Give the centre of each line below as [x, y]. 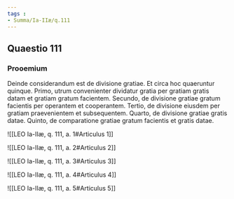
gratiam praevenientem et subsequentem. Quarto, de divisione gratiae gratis [117, 113]
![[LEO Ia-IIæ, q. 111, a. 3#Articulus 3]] [62, 161]
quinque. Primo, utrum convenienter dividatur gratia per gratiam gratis [108, 91]
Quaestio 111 [35, 49]
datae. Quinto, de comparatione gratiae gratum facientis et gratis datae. [111, 121]
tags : [17, 14]
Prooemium [27, 68]
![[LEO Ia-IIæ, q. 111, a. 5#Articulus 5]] [62, 189]
